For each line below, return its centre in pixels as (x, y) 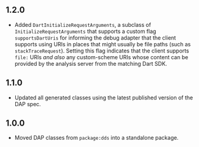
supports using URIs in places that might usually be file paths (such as (103, 44)
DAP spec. (28, 104)
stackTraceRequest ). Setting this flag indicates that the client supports (102, 51)
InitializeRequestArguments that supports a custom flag (85, 31)
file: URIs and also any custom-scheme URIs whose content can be (101, 57)
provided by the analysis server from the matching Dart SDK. (91, 63)
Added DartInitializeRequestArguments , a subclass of (83, 24)
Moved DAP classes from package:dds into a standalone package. (96, 138)
